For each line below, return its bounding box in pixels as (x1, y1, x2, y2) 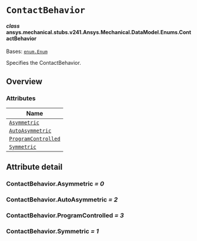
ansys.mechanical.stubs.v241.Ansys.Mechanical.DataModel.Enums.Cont (6, 28, 192, 35)
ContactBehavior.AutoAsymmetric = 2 (6, 196, 118, 204)
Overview (6, 76, 43, 87)
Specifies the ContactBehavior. (6, 60, 81, 67)
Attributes (6, 94, 36, 102)
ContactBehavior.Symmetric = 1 (6, 227, 99, 236)
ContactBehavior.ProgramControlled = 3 (6, 212, 124, 220)
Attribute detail (6, 162, 63, 172)
